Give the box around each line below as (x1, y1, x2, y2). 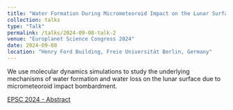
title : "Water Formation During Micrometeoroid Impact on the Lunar (7, 10, 209, 17)
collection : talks (7, 16, 60, 23)
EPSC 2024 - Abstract (7, 95, 71, 103)
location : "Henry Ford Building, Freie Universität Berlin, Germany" (7, 49, 213, 56)
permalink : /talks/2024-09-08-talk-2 (7, 29, 116, 36)
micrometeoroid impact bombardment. (7, 82, 118, 90)
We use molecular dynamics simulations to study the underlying (7, 67, 190, 76)
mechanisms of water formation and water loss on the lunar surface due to (7, 74, 221, 82)
